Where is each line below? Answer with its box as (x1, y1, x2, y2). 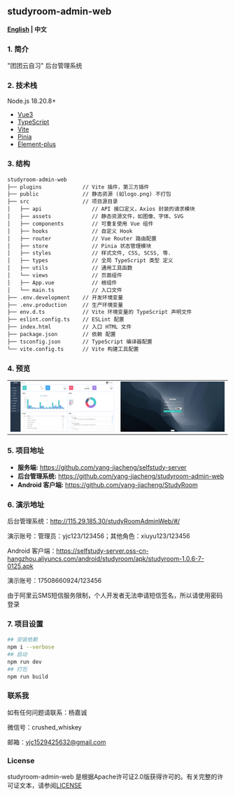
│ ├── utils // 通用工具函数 (7, 265, 133, 272)
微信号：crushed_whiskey (7, 723, 82, 731)
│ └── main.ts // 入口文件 (7, 287, 122, 294)
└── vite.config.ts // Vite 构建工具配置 (7, 345, 139, 352)
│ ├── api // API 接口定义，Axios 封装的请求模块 (7, 205, 196, 212)
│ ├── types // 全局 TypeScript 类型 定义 (7, 257, 173, 264)
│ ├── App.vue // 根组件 (7, 279, 117, 286)
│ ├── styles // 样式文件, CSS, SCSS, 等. (7, 249, 171, 257)
